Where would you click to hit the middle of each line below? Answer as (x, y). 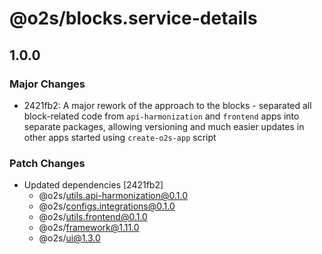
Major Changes (47, 84)
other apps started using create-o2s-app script (120, 137)
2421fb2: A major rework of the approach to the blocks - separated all (167, 105)
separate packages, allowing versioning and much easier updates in (164, 126)
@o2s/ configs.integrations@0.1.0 (107, 206)
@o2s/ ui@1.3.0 (69, 238)
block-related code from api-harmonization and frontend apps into (161, 116)
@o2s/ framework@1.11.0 (89, 228)
